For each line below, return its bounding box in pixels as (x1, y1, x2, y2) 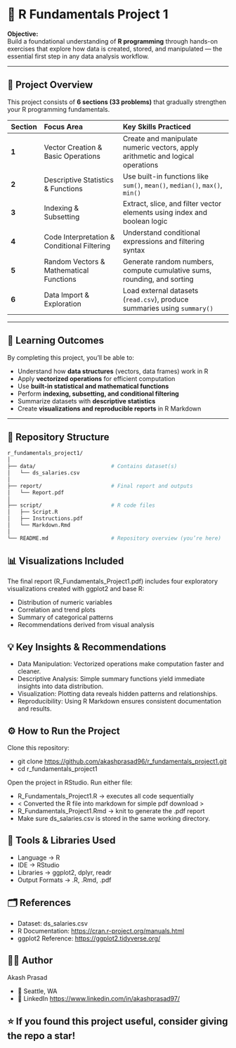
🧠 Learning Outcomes (7, 335, 104, 347)
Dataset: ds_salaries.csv (17, 919, 88, 927)
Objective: (7, 30, 39, 38)
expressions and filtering (122, 236, 205, 246)
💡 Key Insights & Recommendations (7, 641, 166, 653)
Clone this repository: (7, 744, 70, 752)
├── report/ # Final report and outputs (7, 482, 193, 489)
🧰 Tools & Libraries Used (7, 834, 116, 846)
